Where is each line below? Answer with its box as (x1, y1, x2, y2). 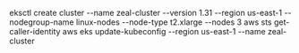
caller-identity (9, 26, 61, 36)
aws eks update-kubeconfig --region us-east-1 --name (62, 26, 266, 36)
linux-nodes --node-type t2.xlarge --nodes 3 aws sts (75, 17, 272, 27)
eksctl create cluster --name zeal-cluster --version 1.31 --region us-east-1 (9, 8, 283, 18)
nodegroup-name (9, 17, 74, 27)
